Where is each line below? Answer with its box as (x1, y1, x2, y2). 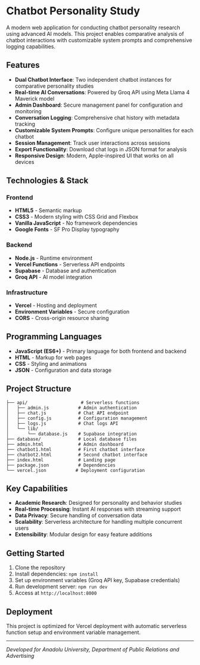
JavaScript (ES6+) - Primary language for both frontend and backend (14, 347, 186, 355)
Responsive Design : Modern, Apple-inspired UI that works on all (14, 152, 174, 159)
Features (6, 60, 40, 70)
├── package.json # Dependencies (6, 462, 116, 468)
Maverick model (14, 95, 55, 102)
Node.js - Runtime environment (14, 254, 93, 262)
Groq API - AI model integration (14, 273, 92, 281)
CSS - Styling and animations (14, 360, 87, 367)
